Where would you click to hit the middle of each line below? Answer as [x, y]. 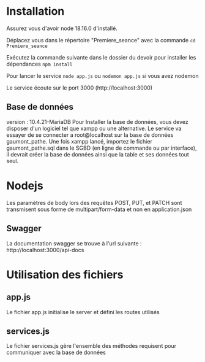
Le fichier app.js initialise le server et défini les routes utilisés [83, 312]
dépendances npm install [39, 64]
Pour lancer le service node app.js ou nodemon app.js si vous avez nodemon [102, 75]
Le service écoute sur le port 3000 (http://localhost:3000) [80, 88]
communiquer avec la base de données [56, 352]
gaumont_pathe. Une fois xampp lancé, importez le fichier [80, 141]
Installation [35, 11]
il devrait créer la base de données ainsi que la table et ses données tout [98, 154]
